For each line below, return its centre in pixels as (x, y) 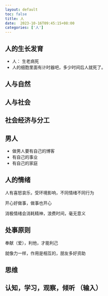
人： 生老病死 (25, 61)
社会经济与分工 (27, 120)
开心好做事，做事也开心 (28, 203)
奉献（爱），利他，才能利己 (31, 243)
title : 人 (15, 18)
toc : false (16, 14)
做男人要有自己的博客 (33, 151)
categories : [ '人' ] (24, 28)
